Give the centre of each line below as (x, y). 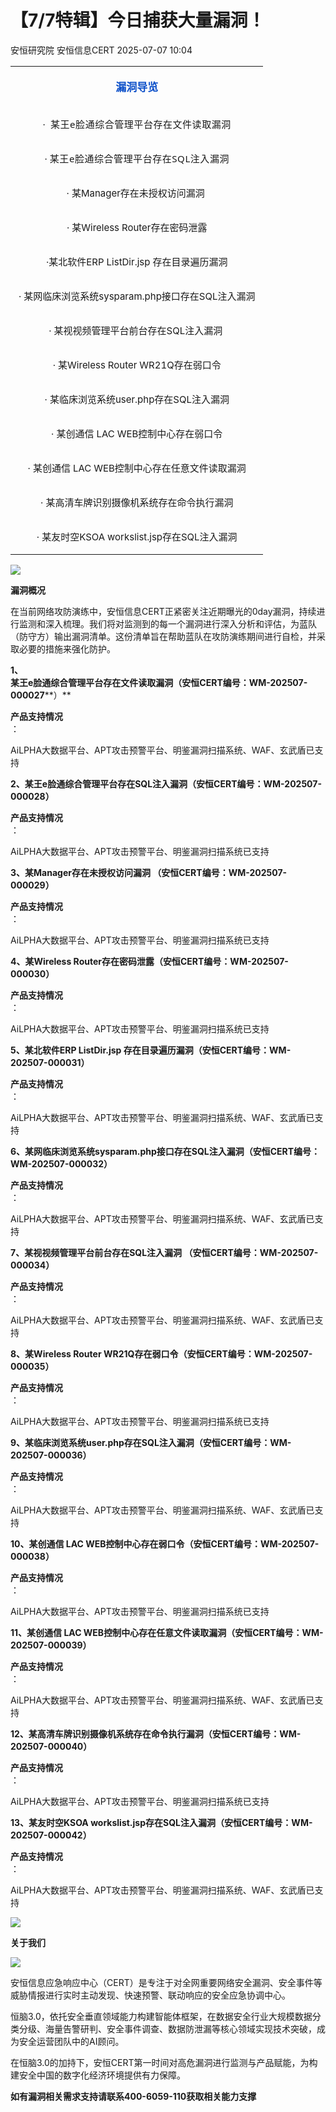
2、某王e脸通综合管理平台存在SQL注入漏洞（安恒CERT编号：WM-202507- (166, 783)
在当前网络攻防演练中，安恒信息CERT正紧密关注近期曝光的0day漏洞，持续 (163, 611)
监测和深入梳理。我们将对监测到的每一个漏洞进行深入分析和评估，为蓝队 (167, 623)
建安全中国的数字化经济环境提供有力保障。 (98, 2075)
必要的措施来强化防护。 (67, 648)
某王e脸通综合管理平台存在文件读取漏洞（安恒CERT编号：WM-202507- (159, 682)
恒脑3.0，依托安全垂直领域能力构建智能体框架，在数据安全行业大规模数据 (161, 2016)
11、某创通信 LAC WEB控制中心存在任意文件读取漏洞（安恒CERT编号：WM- (167, 1632)
